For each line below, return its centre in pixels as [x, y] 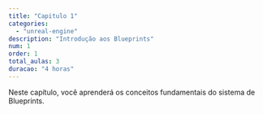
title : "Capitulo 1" [43, 16]
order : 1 [23, 54]
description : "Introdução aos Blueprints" [81, 39]
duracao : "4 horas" [41, 69]
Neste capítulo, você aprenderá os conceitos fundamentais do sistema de [132, 92]
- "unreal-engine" [47, 31]
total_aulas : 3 [34, 62]
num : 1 [19, 46]
